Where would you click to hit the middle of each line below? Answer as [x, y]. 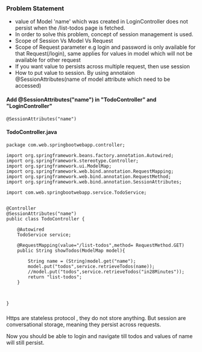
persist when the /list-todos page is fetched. [70, 28]
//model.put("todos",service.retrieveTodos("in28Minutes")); [106, 272]
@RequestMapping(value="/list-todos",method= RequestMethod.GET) [101, 245]
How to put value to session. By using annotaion [75, 73]
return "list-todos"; [55, 277]
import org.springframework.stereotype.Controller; [72, 161]
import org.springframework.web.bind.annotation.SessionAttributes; [94, 182]
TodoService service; [44, 235]
